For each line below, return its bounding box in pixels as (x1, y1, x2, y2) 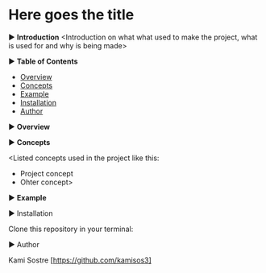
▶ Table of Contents (8, 56, 78, 66)
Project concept (19, 168, 74, 178)
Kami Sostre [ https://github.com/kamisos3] (8, 255, 152, 265)
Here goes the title (8, 6, 135, 24)
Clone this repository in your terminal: (8, 224, 134, 234)
